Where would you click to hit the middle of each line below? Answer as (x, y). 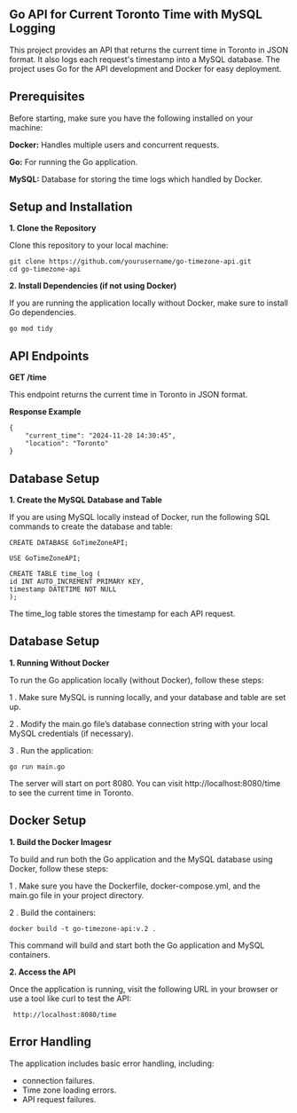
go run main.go (37, 767)
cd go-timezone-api (45, 270)
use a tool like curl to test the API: (70, 999)
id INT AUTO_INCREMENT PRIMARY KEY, (77, 582)
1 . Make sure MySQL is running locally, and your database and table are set (148, 697)
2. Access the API (43, 972)
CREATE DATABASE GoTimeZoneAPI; (69, 543)
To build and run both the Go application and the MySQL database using (141, 859)
